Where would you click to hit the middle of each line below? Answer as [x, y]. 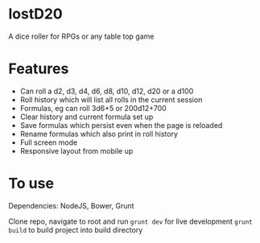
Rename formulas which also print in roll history [99, 134]
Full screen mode [49, 142]
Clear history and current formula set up [87, 117]
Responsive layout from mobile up [76, 150]
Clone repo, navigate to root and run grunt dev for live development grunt [131, 221]
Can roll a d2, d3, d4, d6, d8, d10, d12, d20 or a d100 [107, 91]
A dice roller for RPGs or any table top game [81, 36]
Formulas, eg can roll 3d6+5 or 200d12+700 [93, 108]
